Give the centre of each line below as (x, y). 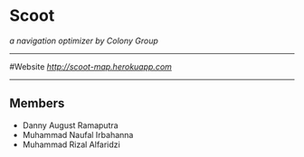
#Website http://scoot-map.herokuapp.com (90, 66)
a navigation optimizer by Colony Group (84, 41)
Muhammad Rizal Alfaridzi (71, 144)
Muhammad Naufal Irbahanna (78, 134)
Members (37, 103)
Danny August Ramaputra (71, 125)
